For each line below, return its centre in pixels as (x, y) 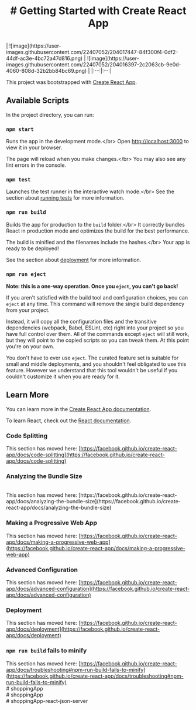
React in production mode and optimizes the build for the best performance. (98, 231)
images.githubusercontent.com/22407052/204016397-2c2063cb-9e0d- (94, 64)
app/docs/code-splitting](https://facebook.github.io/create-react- (85, 455)
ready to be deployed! (33, 248)
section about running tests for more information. (65, 198)
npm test (18, 179)
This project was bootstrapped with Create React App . (72, 82)
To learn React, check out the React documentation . (69, 420)
